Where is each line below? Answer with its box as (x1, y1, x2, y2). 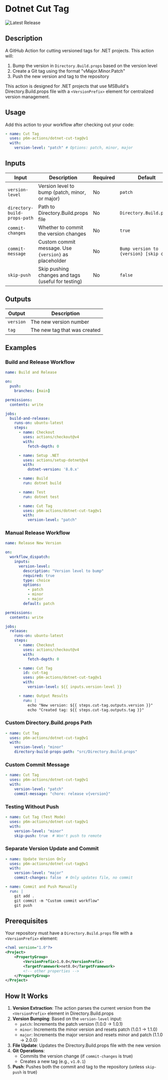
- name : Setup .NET (18, 453, 59, 458)
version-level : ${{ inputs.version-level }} (27, 684, 122, 689)
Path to (38, 203, 55, 210)
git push (14, 903, 32, 908)
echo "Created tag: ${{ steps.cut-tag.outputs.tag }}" (27, 707, 144, 712)
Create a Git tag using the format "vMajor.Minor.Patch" (12, 68, 125, 74)
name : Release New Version (5, 541, 61, 546)
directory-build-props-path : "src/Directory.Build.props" (14, 749, 137, 755)
